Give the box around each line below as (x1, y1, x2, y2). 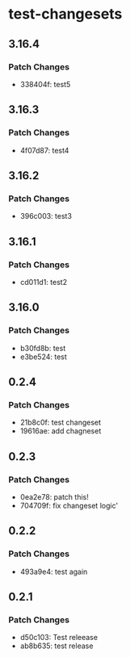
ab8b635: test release (19, 641, 94, 651)
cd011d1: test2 (19, 277, 67, 287)
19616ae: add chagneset (19, 426, 102, 436)
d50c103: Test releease (19, 633, 99, 642)
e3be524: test (19, 352, 67, 362)
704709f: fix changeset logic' (19, 501, 119, 510)
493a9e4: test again (19, 567, 88, 576)
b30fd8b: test (19, 343, 66, 353)
